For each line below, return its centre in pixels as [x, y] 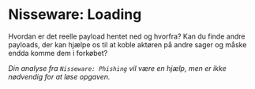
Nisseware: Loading [75, 15]
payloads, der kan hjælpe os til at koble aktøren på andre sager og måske [127, 44]
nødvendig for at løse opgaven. [59, 76]
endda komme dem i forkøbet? [58, 53]
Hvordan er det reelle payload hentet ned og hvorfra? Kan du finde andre [127, 36]
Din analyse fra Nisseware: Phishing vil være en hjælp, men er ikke [117, 68]
